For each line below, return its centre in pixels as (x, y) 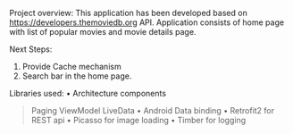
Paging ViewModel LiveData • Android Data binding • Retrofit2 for (153, 110)
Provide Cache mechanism (72, 67)
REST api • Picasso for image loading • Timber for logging (138, 120)
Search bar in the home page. (77, 76)
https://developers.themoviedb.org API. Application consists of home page (146, 22)
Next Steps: (31, 49)
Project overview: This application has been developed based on (128, 13)
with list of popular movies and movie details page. (103, 32)
